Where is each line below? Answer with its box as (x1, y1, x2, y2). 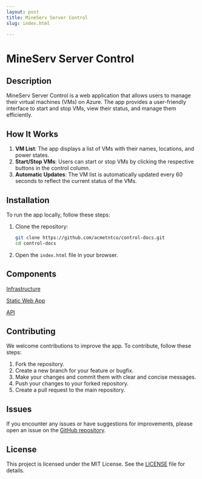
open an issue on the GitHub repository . (6, 427, 106, 434)
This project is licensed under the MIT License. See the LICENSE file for (6, 460, 186, 467)
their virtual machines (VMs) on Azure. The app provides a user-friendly (6, 98, 186, 106)
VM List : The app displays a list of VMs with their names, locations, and (15, 145, 195, 153)
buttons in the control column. (15, 165, 90, 172)
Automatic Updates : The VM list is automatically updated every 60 (15, 171, 183, 178)
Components (6, 269, 56, 280)
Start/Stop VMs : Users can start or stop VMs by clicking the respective (15, 158, 194, 165)
